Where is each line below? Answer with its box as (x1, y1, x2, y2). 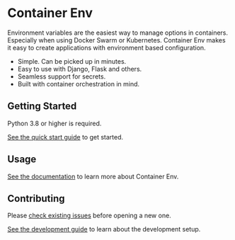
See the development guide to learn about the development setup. (7, 225, 201, 234)
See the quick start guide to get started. (7, 132, 124, 141)
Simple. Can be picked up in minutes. (17, 57, 127, 65)
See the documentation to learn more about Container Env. (7, 172, 179, 181)
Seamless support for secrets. (17, 72, 106, 81)
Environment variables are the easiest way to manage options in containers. (7, 28, 229, 37)
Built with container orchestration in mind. (17, 79, 140, 88)
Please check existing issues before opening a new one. (7, 211, 171, 220)
